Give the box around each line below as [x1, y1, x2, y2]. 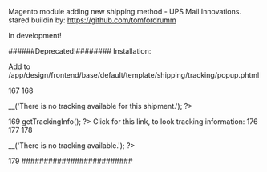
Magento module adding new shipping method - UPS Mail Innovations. [8, 7, 242, 16]
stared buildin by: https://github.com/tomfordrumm [8, 15, 176, 25]
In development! [8, 31, 62, 40]
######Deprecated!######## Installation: [8, 46, 152, 55]
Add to [8, 62, 30, 71]
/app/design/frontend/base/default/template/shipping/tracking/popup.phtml [8, 70, 260, 79]
